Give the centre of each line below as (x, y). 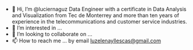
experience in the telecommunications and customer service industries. (99, 21)
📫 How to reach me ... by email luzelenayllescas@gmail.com (86, 41)
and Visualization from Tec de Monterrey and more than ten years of (95, 15)
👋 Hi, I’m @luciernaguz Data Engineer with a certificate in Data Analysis (99, 9)
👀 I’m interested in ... (37, 28)
